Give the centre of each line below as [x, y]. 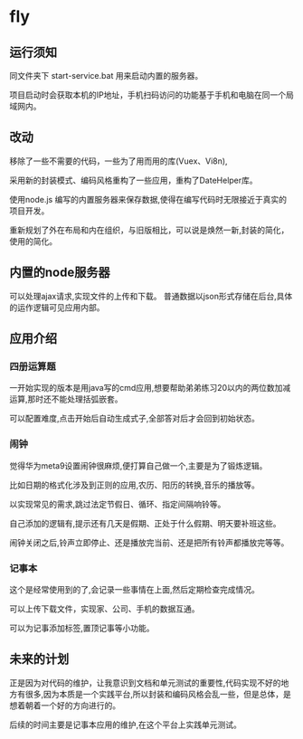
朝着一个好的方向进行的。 [72, 705]
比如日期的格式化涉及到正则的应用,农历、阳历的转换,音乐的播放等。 [135, 485]
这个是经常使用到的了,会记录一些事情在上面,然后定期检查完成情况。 [135, 589]
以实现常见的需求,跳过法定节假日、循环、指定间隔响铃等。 [118, 504]
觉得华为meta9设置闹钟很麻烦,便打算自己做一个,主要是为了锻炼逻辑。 [138, 465]
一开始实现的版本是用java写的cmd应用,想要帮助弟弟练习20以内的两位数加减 [150, 388]
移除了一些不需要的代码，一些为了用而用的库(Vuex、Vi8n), [118, 161]
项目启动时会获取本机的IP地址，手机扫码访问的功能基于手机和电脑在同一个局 [151, 95]
